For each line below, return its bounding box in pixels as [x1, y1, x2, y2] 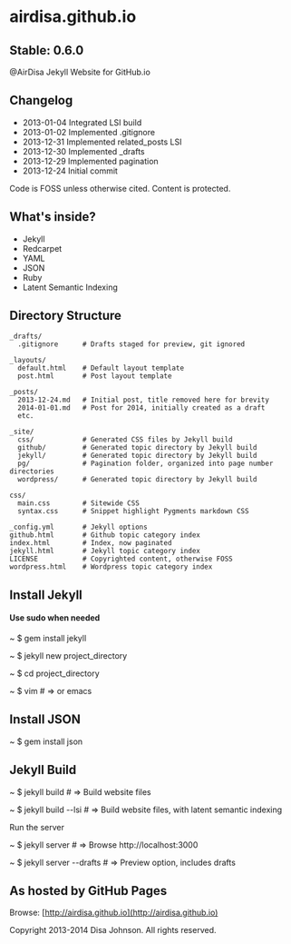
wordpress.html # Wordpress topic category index [9, 562, 213, 571]
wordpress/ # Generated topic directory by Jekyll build [17, 475, 257, 484]
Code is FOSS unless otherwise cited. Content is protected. [9, 183, 231, 194]
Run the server [9, 821, 65, 832]
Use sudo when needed [9, 612, 101, 623]
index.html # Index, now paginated [9, 539, 172, 548]
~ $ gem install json [9, 736, 83, 747]
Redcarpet [22, 243, 63, 253]
